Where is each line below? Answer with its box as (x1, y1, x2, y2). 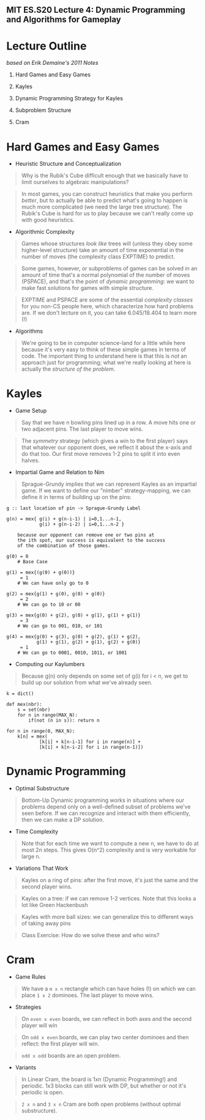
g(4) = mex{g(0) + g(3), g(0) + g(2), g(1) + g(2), (6, 634, 141, 640)
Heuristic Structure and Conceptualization (15, 160, 121, 168)
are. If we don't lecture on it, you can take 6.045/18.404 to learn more (21, 309, 197, 317)
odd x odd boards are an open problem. (21, 1052, 121, 1059)
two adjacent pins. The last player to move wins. (21, 425, 143, 433)
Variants (15, 1064, 37, 1071)
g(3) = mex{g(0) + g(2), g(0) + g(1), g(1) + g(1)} (6, 612, 141, 618)
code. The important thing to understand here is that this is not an (21, 352, 187, 360)
